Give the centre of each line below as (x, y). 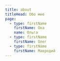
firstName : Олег (30, 42)
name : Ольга (26, 32)
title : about (18, 10)
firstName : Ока (29, 28)
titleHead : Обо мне (25, 14)
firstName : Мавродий (35, 51)
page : (10, 19)
